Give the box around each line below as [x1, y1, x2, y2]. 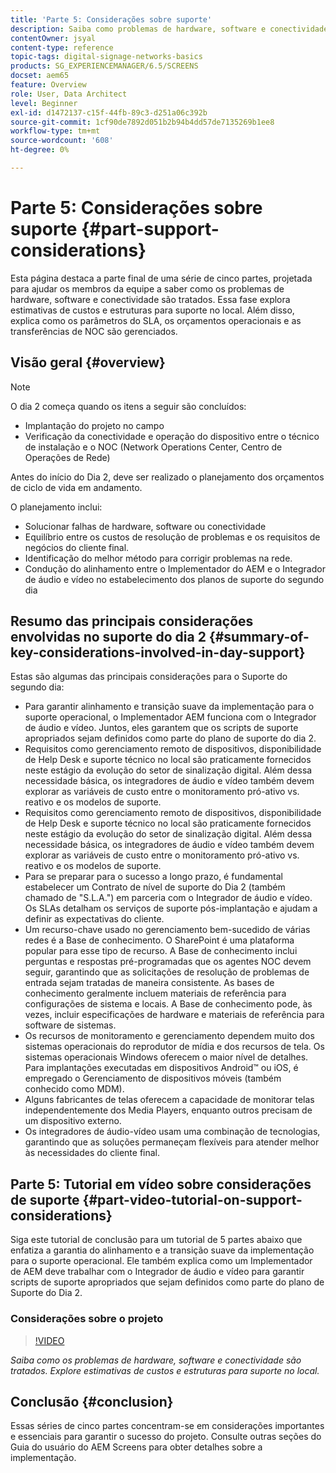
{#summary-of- [208, 629, 310, 646]
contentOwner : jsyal [10, 33, 97, 43]
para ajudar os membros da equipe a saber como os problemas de [10, 282, 285, 295]
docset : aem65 [10, 71, 70, 81]
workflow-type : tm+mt [10, 126, 101, 136]
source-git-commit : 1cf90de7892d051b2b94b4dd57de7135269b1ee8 [10, 117, 275, 127]
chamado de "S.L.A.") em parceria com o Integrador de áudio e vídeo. [24, 892, 313, 904]
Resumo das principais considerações [10, 613, 254, 630]
